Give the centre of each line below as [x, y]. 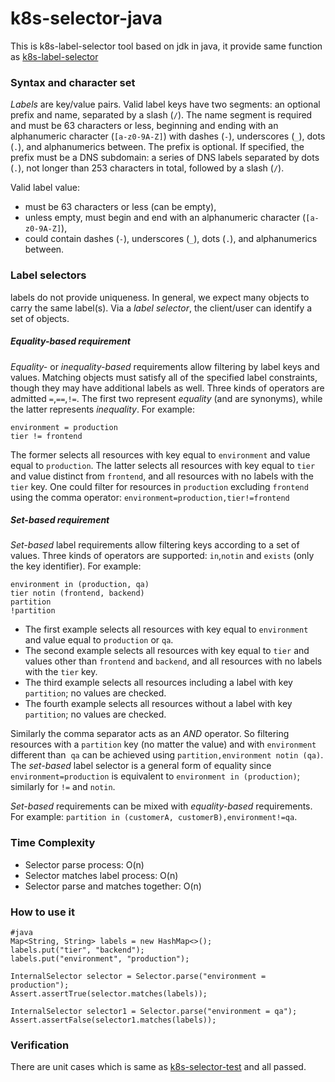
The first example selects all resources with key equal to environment [166, 629]
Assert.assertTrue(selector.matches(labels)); [109, 994]
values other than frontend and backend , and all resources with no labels [173, 661]
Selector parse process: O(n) [84, 864]
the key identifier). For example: [76, 566]
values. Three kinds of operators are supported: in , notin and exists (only [162, 556]
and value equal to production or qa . [99, 640]
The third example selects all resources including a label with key [158, 683]
